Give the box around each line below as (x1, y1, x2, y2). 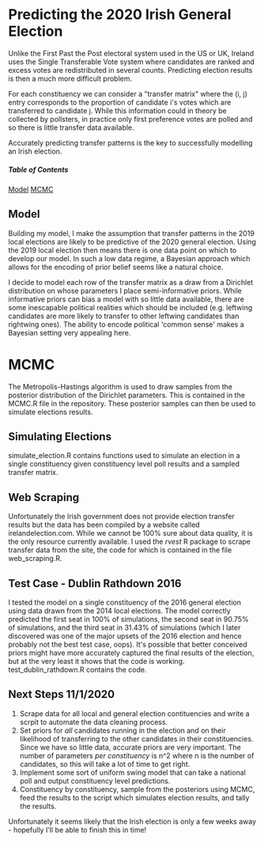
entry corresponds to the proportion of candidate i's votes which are (8, 97, 232, 107)
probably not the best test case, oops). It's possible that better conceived (8, 639, 247, 650)
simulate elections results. (8, 407, 93, 416)
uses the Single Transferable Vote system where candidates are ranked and (8, 57, 255, 66)
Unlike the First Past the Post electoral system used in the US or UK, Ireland (8, 48, 255, 58)
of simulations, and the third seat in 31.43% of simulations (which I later (8, 623, 241, 632)
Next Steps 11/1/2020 (8, 688, 115, 701)
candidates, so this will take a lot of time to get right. (19, 759, 190, 768)
